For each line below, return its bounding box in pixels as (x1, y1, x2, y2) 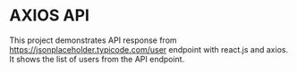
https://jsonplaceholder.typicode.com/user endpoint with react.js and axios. (9, 44, 289, 54)
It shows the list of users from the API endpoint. (9, 53, 185, 64)
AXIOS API (9, 5, 89, 26)
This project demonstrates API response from (9, 35, 177, 45)
